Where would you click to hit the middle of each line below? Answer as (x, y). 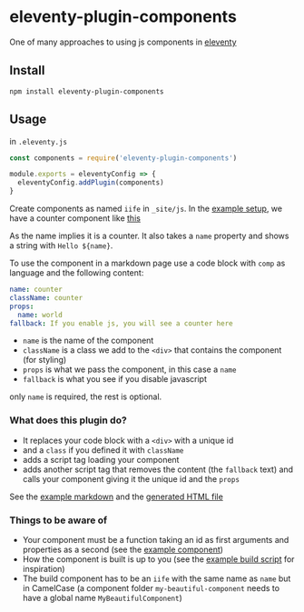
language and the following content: (77, 273)
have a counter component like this (75, 218)
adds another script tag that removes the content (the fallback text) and (157, 469)
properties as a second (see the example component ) (123, 550)
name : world (40, 315)
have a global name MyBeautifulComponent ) (103, 598)
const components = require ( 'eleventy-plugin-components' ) (123, 158)
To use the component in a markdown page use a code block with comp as (147, 263)
